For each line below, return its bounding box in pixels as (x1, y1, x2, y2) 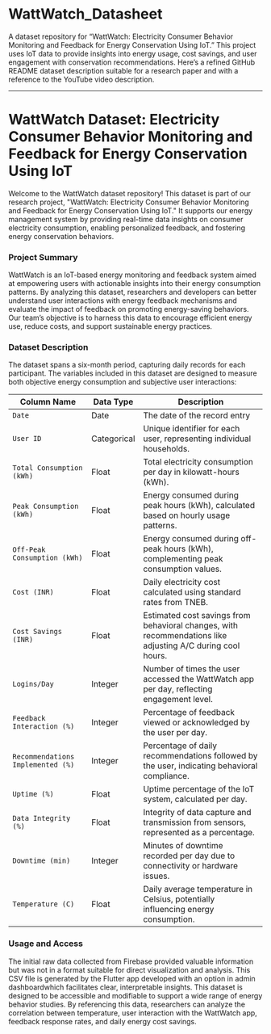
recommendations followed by (143, 750, 258, 762)
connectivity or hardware (143, 860, 239, 872)
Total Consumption (12, 464, 83, 473)
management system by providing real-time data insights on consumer (8, 214, 244, 224)
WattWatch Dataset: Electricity (8, 111, 220, 129)
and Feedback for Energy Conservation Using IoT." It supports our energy (8, 205, 253, 215)
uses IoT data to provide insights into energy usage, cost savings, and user (8, 48, 257, 58)
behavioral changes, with (143, 620, 239, 631)
